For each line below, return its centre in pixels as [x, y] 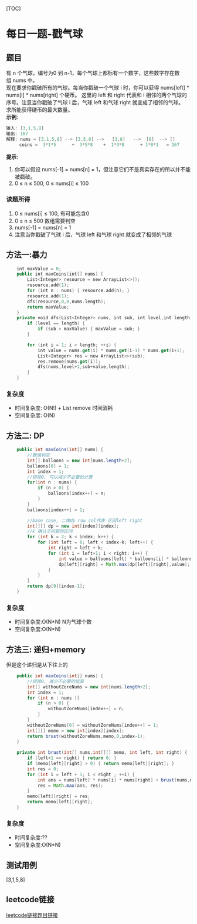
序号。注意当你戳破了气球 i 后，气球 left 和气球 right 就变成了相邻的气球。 [95, 102]
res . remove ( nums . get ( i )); [69, 362]
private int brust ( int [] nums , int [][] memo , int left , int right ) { [102, 753]
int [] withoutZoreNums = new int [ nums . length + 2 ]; [89, 687]
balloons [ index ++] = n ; [77, 494]
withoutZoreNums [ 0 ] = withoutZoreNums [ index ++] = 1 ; [93, 725]
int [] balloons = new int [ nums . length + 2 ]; [80, 461]
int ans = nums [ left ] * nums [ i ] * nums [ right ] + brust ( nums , [114, 780]
